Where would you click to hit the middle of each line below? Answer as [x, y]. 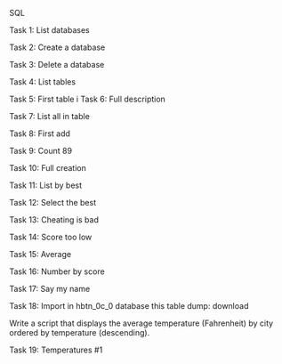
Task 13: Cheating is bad [54, 220]
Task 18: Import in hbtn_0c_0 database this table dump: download [129, 306]
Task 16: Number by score [57, 271]
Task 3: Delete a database [57, 65]
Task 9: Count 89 [41, 151]
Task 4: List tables [43, 82]
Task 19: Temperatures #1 [56, 350]
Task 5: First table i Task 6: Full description [88, 99]
